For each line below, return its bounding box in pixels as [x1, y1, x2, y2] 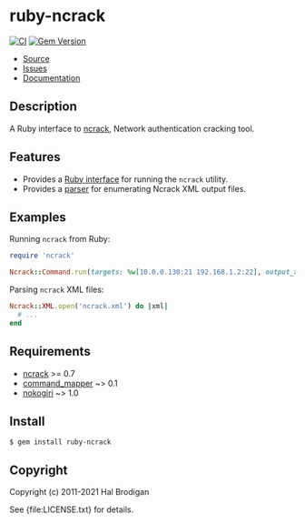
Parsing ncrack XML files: [9, 284, 104, 296]
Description [9, 99, 77, 115]
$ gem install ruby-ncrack [9, 438, 112, 447]
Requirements [9, 344, 91, 359]
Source [22, 53, 50, 64]
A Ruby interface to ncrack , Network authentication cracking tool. [9, 123, 255, 134]
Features [9, 149, 61, 165]
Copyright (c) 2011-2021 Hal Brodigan [9, 487, 150, 498]
